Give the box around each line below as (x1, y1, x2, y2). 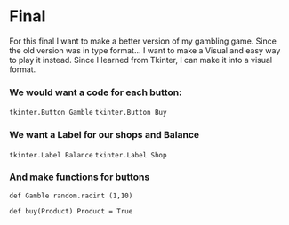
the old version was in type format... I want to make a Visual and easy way (9, 44, 281, 55)
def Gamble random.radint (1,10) (9, 191, 133, 200)
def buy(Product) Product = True (9, 206, 133, 215)
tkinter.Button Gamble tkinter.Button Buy (9, 108, 167, 117)
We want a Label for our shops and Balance (9, 129, 200, 141)
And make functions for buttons (9, 171, 150, 183)
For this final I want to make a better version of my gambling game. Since (9, 36, 277, 46)
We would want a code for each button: (9, 86, 182, 99)
